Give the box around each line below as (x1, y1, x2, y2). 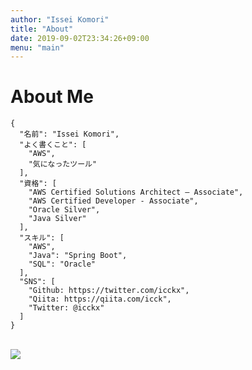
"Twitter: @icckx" (28, 303, 105, 313)
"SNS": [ (19, 277, 56, 287)
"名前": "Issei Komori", (19, 129, 120, 140)
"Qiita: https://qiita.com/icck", (28, 294, 172, 305)
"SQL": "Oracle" (28, 259, 97, 270)
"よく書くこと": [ (19, 140, 87, 150)
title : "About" (10, 24, 74, 34)
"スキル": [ (19, 233, 65, 243)
